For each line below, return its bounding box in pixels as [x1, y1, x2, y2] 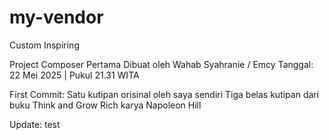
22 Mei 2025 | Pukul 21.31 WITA [9, 69, 140, 81]
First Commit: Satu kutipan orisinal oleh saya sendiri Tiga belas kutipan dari [9, 88, 320, 100]
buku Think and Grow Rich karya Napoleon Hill [9, 99, 202, 111]
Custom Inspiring [9, 39, 80, 51]
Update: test [9, 118, 61, 130]
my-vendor [9, 6, 104, 29]
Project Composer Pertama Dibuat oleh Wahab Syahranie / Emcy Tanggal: [9, 58, 314, 70]
